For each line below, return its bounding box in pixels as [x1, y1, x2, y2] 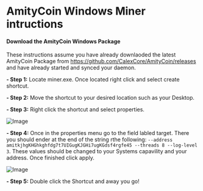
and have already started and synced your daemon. [6, 64, 136, 71]
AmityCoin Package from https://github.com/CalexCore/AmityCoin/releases [6, 58, 196, 65]
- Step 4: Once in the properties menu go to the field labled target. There [6, 130, 190, 137]
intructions [6, 17, 63, 31]
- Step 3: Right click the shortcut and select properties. [6, 106, 145, 113]
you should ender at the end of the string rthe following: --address [6, 136, 173, 144]
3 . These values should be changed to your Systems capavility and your [6, 148, 187, 155]
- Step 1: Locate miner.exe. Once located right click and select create [6, 76, 180, 83]
